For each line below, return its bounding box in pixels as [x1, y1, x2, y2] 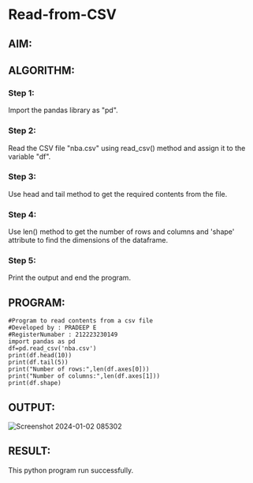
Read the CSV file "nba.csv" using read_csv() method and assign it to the [8, 143, 246, 153]
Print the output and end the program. [8, 273, 132, 282]
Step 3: [8, 172, 37, 183]
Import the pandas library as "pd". [8, 105, 118, 115]
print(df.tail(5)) [8, 358, 69, 367]
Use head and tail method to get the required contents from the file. [8, 189, 228, 198]
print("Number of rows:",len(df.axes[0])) [8, 365, 150, 373]
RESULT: [8, 444, 51, 458]
